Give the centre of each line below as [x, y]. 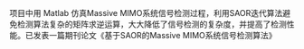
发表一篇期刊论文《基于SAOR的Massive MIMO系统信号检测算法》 [155, 35]
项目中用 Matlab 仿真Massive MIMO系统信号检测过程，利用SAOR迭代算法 [146, 13]
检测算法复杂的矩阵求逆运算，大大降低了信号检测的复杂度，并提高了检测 [152, 24]
